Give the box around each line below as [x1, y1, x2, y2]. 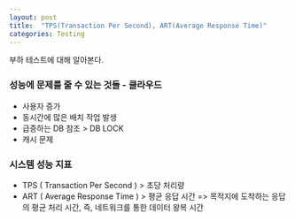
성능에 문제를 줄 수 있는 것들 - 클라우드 [9, 79, 162, 91]
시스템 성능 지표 [9, 158, 73, 171]
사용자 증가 [21, 101, 61, 111]
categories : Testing [9, 29, 86, 38]
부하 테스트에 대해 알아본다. [9, 55, 105, 65]
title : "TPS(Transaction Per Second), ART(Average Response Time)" [9, 21, 268, 30]
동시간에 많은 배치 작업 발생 [21, 111, 118, 122]
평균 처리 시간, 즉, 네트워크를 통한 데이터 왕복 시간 [31, 202, 204, 212]
